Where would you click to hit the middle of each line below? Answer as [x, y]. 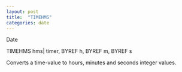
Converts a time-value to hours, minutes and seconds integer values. [91, 62]
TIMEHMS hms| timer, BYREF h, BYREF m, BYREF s [69, 51]
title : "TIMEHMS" [29, 17]
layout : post [22, 12]
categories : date [28, 23]
